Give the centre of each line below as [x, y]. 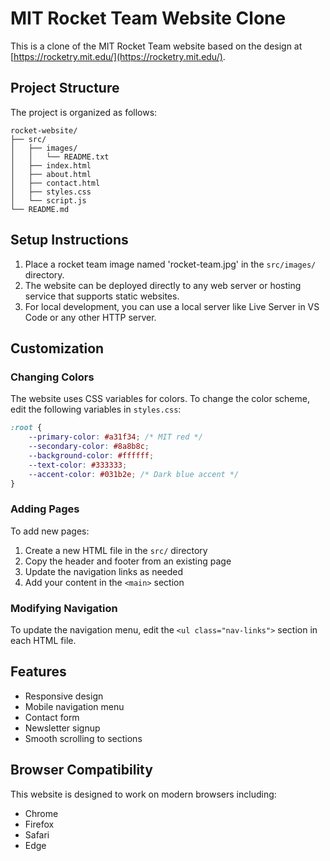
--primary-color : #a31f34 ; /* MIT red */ [115, 437]
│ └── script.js [48, 200]
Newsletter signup [62, 728]
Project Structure [65, 88]
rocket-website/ [44, 130]
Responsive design [64, 696]
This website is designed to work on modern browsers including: [143, 794]
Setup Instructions [69, 240]
